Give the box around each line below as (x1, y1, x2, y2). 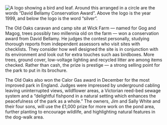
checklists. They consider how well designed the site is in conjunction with (5, 46, 159, 52)
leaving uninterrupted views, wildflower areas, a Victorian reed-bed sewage (5, 88, 161, 94)
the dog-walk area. (5, 114, 44, 120)
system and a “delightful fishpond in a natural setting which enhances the (5, 93, 156, 99)
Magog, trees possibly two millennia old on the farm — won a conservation (5, 30, 159, 36)
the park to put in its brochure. (5, 67, 68, 73)
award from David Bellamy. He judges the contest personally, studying (5, 36, 150, 41)
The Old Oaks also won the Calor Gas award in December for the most (5, 77, 150, 83)
